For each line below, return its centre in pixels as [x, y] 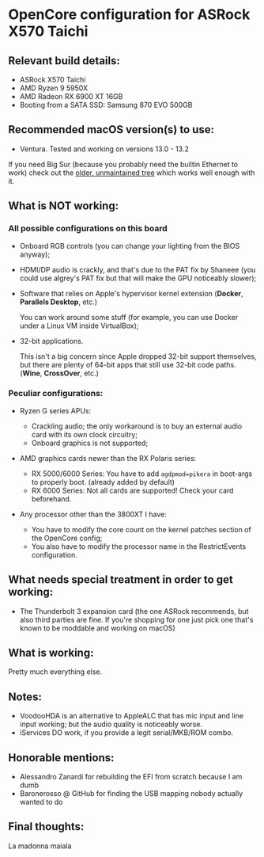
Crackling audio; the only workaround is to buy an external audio [137, 426]
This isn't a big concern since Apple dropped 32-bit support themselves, [138, 356]
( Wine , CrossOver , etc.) [59, 373]
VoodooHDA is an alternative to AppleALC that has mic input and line [131, 716]
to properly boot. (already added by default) [103, 482]
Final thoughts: [46, 827]
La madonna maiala [40, 846]
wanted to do [41, 802]
